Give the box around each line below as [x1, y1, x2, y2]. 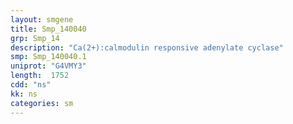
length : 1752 [10, 71, 70, 81]
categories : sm [10, 98, 74, 108]
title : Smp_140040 [10, 24, 87, 34]
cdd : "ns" [10, 80, 52, 90]
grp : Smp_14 [10, 33, 60, 43]
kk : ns [10, 89, 38, 99]
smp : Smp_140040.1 [10, 52, 87, 62]
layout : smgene [10, 14, 74, 25]
